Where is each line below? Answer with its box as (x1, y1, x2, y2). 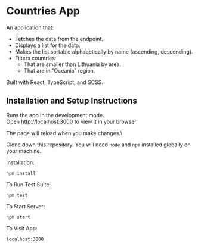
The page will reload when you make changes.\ (6, 129, 123, 136)
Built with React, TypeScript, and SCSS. (6, 79, 103, 86)
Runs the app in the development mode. (6, 111, 104, 118)
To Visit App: (6, 224, 38, 232)
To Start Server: (6, 202, 45, 210)
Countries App (6, 4, 81, 18)
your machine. (6, 147, 42, 154)
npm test (6, 192, 28, 198)
